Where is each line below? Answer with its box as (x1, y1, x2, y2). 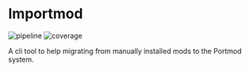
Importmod (8, 5, 83, 23)
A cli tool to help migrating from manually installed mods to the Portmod (8, 46, 243, 55)
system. (8, 55, 34, 64)
